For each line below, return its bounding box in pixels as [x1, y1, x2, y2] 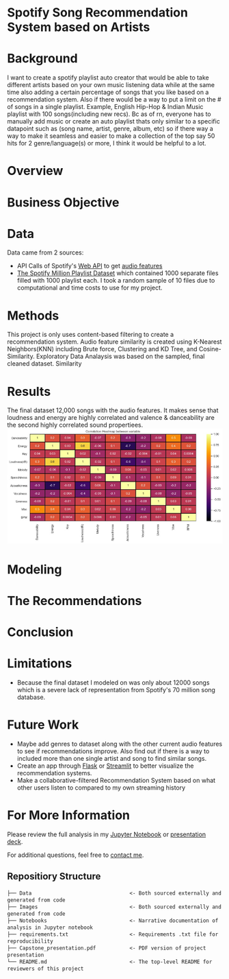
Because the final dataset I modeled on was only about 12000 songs [16, 678, 210, 687]
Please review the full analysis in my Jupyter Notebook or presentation [7, 830, 206, 838]
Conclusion [7, 624, 74, 639]
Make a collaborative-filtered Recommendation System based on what [16, 776, 216, 784]
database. [16, 693, 46, 701]
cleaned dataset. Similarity [7, 359, 82, 368]
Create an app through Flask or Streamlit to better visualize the [16, 762, 194, 770]
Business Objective [7, 194, 120, 210]
